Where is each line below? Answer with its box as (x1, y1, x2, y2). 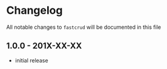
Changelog (6, 4, 63, 17)
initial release (15, 56, 48, 64)
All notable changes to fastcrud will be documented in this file (6, 23, 162, 31)
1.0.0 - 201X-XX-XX (6, 41, 82, 51)
